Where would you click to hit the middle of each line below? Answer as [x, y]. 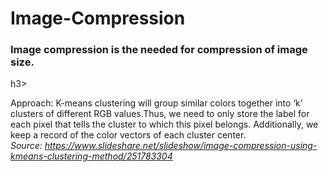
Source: [26, 146]
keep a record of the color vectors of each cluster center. [128, 135]
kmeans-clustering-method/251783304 [91, 156]
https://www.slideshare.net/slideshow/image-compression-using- [181, 146]
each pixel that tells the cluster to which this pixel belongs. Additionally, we [164, 124]
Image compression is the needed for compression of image [159, 50]
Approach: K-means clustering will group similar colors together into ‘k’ [156, 103]
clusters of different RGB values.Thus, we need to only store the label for [160, 114]
